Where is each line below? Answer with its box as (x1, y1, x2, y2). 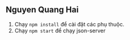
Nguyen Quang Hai (5, 5, 79, 15)
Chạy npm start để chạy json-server (14, 27, 106, 34)
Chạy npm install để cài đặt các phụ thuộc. (14, 20, 125, 27)
